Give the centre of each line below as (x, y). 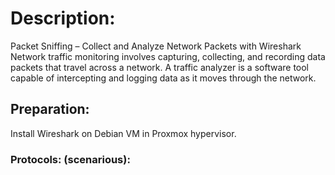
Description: (63, 18)
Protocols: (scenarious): (70, 159)
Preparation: (50, 109)
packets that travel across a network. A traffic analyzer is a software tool (160, 67)
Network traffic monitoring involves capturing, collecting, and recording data (168, 56)
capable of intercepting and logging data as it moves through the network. (163, 78)
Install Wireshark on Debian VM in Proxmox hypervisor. (123, 133)
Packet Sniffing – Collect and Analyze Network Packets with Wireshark (156, 46)
